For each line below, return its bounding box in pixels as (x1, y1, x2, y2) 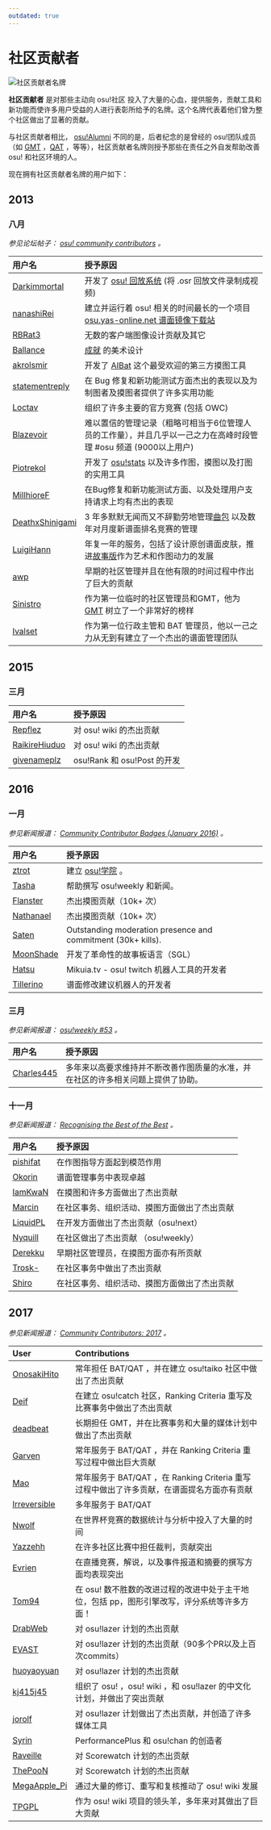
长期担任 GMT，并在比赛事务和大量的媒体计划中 (75, 1418, 258, 1429)
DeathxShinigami (12, 517, 77, 529)
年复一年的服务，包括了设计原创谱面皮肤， (84, 538, 247, 549)
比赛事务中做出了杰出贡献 (75, 1402, 173, 1414)
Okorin (12, 1172, 38, 1183)
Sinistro (12, 599, 42, 610)
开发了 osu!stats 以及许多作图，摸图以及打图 (84, 457, 253, 468)
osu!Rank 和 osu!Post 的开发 (73, 754, 181, 766)
